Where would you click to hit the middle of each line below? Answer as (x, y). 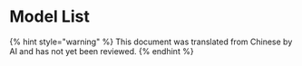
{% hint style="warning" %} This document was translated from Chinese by (151, 42)
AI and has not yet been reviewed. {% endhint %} (102, 51)
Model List (50, 17)
